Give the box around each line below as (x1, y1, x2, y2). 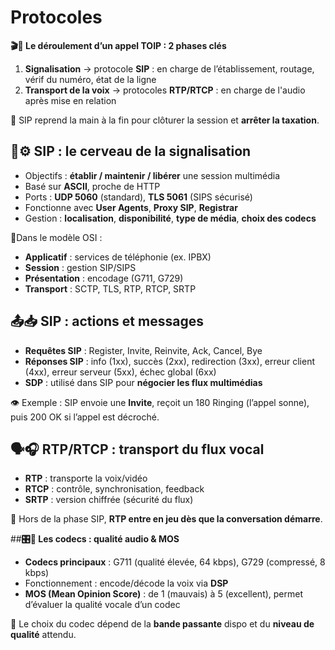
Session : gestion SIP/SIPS (24, 261, 137, 273)
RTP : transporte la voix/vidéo (24, 472, 148, 485)
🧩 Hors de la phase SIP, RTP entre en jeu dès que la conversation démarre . (10, 513, 323, 525)
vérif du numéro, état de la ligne (24, 73, 157, 85)
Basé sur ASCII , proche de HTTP (24, 180, 161, 192)
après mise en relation (24, 94, 117, 106)
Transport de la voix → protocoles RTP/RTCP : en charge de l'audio (24, 84, 306, 96)
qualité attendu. (10, 629, 77, 641)
